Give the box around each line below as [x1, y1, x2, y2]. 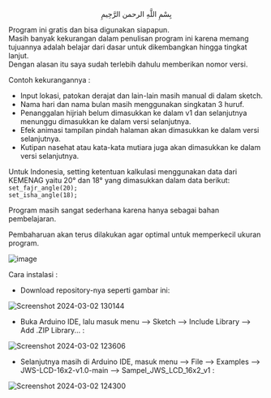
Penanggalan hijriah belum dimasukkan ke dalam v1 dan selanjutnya [19, 108, 247, 118]
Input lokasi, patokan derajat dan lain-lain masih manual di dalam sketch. [19, 91, 264, 101]
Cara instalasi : [8, 270, 58, 279]
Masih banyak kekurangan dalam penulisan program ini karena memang [8, 34, 249, 43]
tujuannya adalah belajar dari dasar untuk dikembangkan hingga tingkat [8, 42, 247, 52]
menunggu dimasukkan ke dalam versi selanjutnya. [19, 117, 191, 126]
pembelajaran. [8, 214, 57, 224]
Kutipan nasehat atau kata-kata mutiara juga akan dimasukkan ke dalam [19, 143, 261, 152]
